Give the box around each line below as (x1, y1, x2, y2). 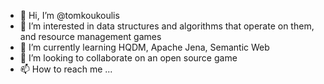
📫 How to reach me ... (19, 63, 113, 75)
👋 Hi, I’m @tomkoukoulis (19, 10, 120, 21)
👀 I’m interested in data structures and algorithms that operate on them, (19, 20, 315, 32)
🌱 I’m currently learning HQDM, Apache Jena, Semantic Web (19, 41, 270, 53)
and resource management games (19, 31, 162, 42)
